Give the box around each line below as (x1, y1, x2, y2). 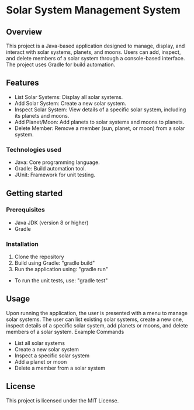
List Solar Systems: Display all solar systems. (14, 93, 123, 100)
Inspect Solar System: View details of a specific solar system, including (14, 106, 186, 113)
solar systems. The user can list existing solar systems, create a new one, (6, 316, 183, 323)
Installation (6, 240, 39, 248)
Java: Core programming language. (14, 159, 101, 166)
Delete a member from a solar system (14, 364, 105, 371)
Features (6, 78, 39, 88)
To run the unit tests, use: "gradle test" (14, 277, 108, 284)
